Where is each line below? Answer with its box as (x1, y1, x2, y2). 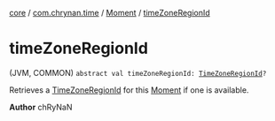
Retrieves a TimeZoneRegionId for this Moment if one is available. (9, 84, 249, 95)
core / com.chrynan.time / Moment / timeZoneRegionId (9, 8, 210, 18)
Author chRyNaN (9, 102, 73, 112)
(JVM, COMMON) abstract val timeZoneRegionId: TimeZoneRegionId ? (9, 67, 267, 78)
